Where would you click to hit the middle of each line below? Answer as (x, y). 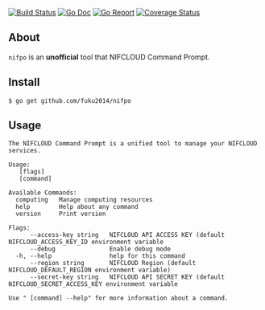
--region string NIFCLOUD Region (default (113, 263)
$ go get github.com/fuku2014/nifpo (70, 100)
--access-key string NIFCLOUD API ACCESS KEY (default (127, 235)
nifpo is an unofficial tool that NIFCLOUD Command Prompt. (109, 57)
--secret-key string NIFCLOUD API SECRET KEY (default (127, 277)
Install (24, 82)
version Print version (61, 214)
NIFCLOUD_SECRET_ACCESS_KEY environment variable (93, 284)
